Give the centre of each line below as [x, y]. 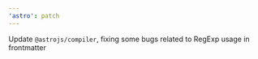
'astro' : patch [34, 16]
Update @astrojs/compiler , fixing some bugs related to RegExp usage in [129, 39]
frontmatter [28, 47]
